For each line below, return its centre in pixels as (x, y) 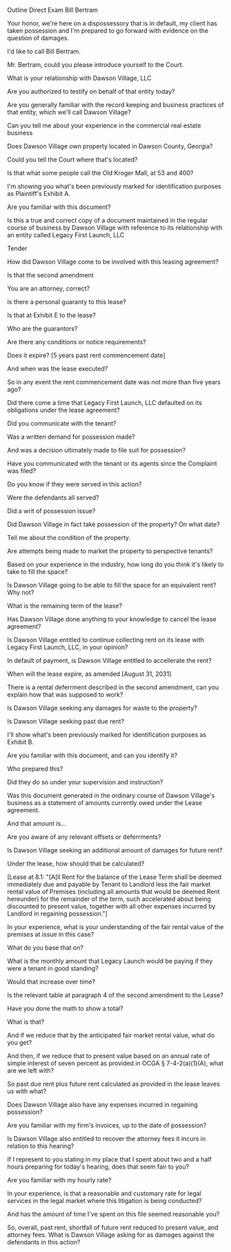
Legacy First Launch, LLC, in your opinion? (68, 647)
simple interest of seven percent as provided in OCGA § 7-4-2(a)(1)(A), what (115, 1063)
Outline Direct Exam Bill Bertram (53, 10)
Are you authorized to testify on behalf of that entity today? (91, 91)
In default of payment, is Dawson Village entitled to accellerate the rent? (110, 660)
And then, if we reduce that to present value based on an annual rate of (109, 1056)
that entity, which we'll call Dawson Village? (69, 112)
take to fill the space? (38, 572)
